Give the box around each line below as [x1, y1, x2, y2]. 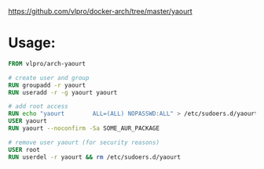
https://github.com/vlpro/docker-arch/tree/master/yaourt [8, 7, 192, 16]
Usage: [8, 34, 57, 52]
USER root [8, 146, 41, 153]
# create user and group [8, 74, 90, 81]
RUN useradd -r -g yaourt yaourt [8, 88, 118, 96]
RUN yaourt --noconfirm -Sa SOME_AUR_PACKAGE [8, 124, 159, 132]
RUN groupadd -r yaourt [8, 81, 86, 89]
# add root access [8, 102, 68, 110]
